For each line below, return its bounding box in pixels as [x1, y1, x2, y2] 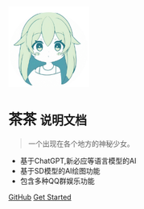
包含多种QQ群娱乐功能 [19, 176, 95, 186]
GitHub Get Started [8, 192, 72, 202]
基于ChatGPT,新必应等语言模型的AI [19, 156, 137, 165]
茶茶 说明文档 [8, 111, 87, 129]
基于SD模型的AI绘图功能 [19, 165, 101, 175]
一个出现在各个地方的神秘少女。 [27, 139, 134, 148]
